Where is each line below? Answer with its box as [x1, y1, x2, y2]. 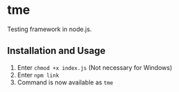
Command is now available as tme [17, 78, 113, 86]
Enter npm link [17, 71, 59, 79]
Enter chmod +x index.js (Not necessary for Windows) [17, 63, 173, 71]
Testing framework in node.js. [7, 25, 92, 33]
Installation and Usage [7, 45, 106, 57]
